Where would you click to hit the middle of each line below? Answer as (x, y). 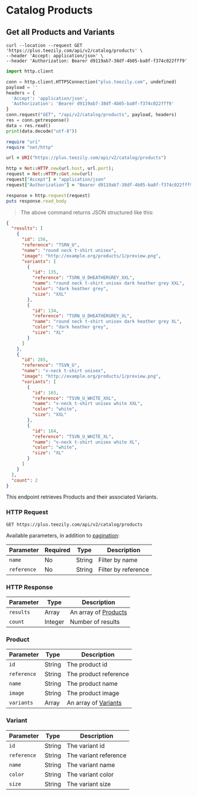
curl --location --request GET (44, 45)
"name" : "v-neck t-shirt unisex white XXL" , (87, 404)
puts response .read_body (36, 201)
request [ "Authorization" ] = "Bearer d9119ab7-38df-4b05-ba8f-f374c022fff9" (101, 185)
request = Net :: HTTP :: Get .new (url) (50, 174)
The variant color (90, 774)
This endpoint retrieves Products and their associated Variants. (82, 497)
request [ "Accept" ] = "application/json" (56, 180)
